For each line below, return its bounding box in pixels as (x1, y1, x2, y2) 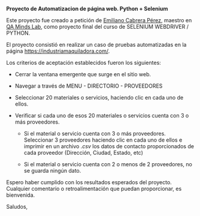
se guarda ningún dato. (23, 167, 81, 174)
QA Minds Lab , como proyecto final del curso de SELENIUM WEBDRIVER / (6, 23, 189, 30)
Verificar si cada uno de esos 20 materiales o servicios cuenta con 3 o (14, 112, 189, 119)
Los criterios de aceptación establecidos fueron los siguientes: (6, 59, 162, 66)
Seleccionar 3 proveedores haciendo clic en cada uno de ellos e (23, 136, 183, 143)
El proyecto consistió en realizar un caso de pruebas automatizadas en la (6, 41, 187, 48)
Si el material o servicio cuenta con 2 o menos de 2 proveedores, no (23, 161, 193, 167)
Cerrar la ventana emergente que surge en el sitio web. (14, 71, 151, 77)
